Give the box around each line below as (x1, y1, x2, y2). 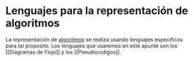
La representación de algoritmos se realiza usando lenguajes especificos (5, 36, 183, 43)
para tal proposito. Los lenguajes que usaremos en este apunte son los (5, 42, 177, 49)
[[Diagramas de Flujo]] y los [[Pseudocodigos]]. (5, 48, 121, 55)
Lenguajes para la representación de (5, 4, 188, 18)
